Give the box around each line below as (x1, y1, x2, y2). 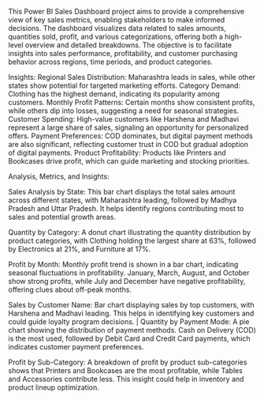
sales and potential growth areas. (8, 213, 117, 221)
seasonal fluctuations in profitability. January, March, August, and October (8, 268, 250, 277)
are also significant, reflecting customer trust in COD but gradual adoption (8, 140, 248, 149)
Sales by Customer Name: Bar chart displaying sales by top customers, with (8, 300, 255, 309)
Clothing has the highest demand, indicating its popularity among (8, 89, 221, 98)
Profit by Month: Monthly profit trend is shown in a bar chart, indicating (8, 260, 239, 269)
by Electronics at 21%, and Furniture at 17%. (8, 244, 151, 254)
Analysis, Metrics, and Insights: (8, 172, 110, 181)
